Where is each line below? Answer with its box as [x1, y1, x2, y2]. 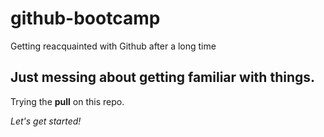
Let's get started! [10, 115, 82, 127]
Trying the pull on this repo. [10, 95, 125, 107]
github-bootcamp [10, 7, 161, 30]
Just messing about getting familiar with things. [10, 69, 316, 86]
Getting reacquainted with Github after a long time [10, 40, 217, 52]
